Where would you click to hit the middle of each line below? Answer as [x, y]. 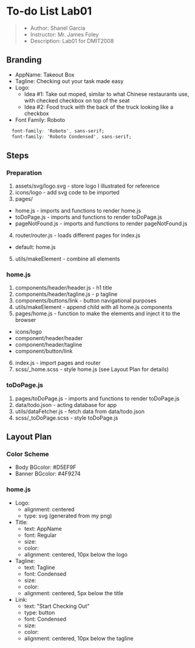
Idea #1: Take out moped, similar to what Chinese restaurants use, [107, 94]
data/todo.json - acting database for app [66, 404]
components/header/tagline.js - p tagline [66, 294]
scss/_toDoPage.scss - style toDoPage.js [67, 418]
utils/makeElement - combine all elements [67, 259]
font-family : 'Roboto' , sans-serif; [58, 131]
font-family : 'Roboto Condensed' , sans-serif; [72, 137]
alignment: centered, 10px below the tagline [79, 638]
